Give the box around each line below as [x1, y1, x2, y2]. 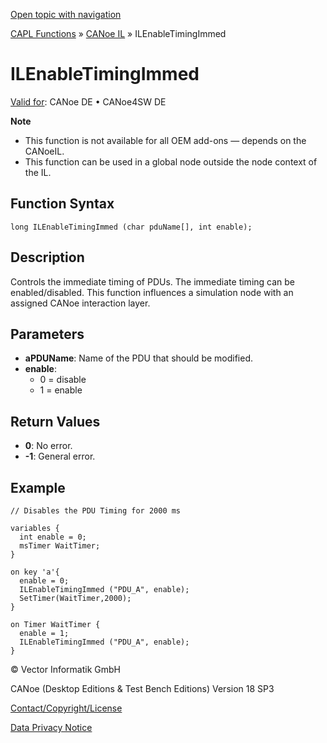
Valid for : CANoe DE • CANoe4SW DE [10, 95, 167, 108]
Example [10, 479, 66, 496]
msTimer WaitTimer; [19, 541, 101, 551]
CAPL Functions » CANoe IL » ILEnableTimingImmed [10, 28, 227, 39]
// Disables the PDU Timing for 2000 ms [10, 506, 182, 516]
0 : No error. [24, 440, 73, 452]
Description [10, 249, 85, 266]
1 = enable [39, 384, 83, 396]
